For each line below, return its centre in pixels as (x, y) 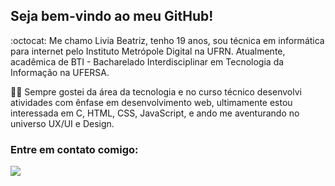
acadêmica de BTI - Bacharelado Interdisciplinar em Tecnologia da (147, 61)
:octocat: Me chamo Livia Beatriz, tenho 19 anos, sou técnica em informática (167, 40)
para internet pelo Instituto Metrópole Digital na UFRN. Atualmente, (148, 51)
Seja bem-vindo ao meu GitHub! (112, 16)
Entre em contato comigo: (74, 149)
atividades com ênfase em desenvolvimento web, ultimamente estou (151, 102)
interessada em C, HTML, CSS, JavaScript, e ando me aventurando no (155, 113)
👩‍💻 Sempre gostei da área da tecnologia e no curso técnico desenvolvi (156, 91)
